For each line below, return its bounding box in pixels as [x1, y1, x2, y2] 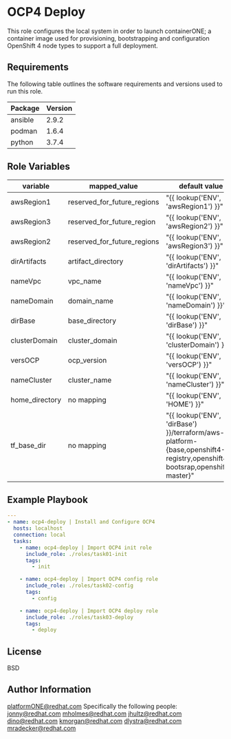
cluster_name [67, 375, 112, 385]
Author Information [7, 684, 91, 696]
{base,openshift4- [166, 445, 225, 454]
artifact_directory [67, 256, 124, 266]
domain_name [67, 296, 113, 306]
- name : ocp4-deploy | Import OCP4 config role [19, 576, 158, 583]
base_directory [67, 316, 117, 325]
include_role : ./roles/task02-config [25, 582, 134, 589]
